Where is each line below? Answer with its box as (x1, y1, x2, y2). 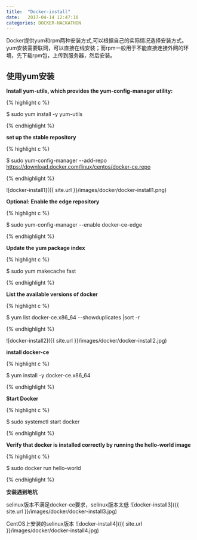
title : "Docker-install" (6, 8, 70, 15)
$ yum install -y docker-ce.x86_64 (6, 372, 91, 379)
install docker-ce (6, 349, 50, 356)
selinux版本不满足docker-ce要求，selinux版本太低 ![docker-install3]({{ (6, 501, 179, 508)
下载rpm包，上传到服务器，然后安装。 (21, 52, 116, 59)
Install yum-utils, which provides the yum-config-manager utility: (6, 87, 173, 94)
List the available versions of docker (6, 291, 98, 298)
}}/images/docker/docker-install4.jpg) (6, 527, 100, 534)
